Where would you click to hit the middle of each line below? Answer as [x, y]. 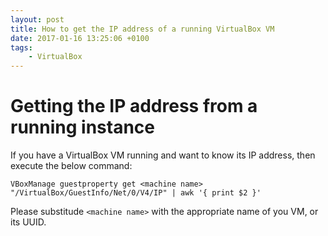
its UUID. [28, 222]
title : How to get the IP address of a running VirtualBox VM [142, 29]
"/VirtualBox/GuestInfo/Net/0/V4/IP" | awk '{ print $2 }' [136, 193]
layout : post [37, 19]
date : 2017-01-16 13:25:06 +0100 [80, 38]
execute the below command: [71, 166]
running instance [82, 127]
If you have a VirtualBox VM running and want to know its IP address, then [163, 155]
